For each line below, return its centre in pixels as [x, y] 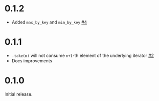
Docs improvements [32, 61]
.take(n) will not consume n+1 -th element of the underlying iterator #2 [83, 55]
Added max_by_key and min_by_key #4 [49, 22]
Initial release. [19, 94]
